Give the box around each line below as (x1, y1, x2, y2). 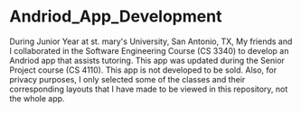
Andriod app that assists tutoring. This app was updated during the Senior (9, 55, 285, 65)
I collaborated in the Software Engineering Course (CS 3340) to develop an (9, 45, 289, 56)
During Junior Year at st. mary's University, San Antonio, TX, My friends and (9, 36, 293, 47)
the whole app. (9, 92, 65, 104)
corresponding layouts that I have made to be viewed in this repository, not (9, 83, 288, 94)
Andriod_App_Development (9, 6, 222, 27)
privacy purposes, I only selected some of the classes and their (9, 74, 246, 84)
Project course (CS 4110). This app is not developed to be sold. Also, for (9, 65, 277, 75)
